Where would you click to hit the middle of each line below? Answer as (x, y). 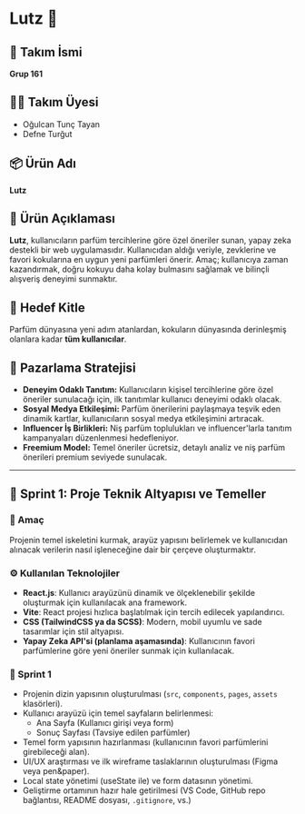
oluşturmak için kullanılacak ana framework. (105, 602)
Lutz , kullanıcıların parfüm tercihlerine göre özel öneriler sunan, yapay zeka (151, 241)
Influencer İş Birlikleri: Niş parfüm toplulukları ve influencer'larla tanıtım (157, 428)
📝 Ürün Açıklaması (62, 218)
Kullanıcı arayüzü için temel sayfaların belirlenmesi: (118, 713)
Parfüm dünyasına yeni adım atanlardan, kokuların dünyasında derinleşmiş (148, 330)
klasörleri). (43, 704)
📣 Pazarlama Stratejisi (73, 367)
